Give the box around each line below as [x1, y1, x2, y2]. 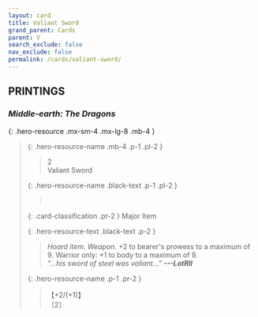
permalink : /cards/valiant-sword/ [8, 56, 122, 64]
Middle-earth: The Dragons [8, 108, 116, 119]
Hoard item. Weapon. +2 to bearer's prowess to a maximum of [47, 241, 251, 251]
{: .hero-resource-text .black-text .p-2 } [27, 226, 156, 236]
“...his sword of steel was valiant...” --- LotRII [47, 258, 193, 268]
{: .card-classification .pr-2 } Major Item [27, 211, 157, 221]
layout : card [8, 11, 51, 20]
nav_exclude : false [8, 48, 73, 56]
